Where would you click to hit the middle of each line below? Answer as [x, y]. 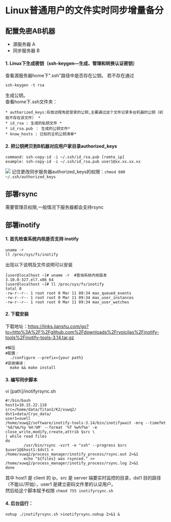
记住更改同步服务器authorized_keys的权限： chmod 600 [68, 172]
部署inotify [23, 225]
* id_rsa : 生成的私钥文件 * [34, 123]
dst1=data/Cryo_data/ [28, 414]
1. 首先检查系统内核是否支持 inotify [42, 239]
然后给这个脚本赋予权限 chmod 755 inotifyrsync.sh [59, 491]
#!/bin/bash [18, 401]
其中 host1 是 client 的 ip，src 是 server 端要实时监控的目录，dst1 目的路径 [83, 478]
